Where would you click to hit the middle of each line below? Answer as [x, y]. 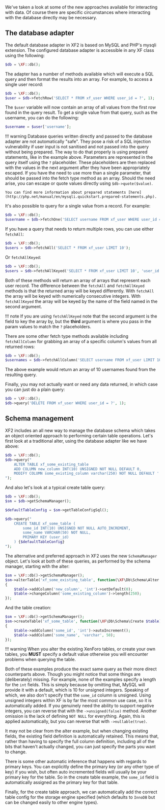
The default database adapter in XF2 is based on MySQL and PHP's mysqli [81, 45]
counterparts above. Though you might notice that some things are [73, 674]
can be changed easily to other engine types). [52, 803]
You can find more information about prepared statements [66, 193]
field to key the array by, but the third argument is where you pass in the [78, 321]
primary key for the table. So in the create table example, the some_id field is [82, 777]
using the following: [25, 55]
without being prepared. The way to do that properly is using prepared [76, 152]
